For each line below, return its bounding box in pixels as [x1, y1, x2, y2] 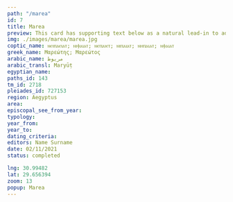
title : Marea [7, 23, 45, 30]
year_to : [7, 126, 33, 133]
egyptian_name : [7, 68, 51, 75]
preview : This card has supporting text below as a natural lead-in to [7, 29, 218, 37]
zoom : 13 [7, 178, 33, 185]
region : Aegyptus [7, 94, 58, 101]
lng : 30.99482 [7, 165, 49, 171]
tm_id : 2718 [7, 81, 42, 88]
